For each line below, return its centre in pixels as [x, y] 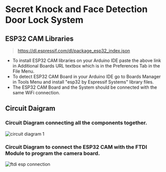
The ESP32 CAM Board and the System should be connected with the [85, 87]
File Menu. [23, 71]
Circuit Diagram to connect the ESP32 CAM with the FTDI [76, 147]
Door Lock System [45, 20]
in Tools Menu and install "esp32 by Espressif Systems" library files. [83, 82]
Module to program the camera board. [53, 153]
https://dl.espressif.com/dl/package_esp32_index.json [74, 51]
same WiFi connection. [36, 93]
